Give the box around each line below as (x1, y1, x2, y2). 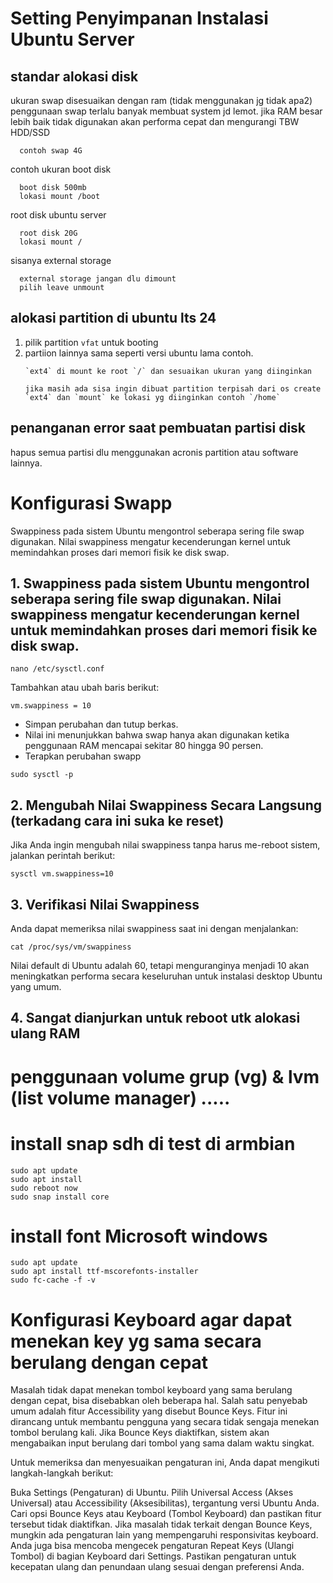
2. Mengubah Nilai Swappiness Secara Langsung (10, 797, 323, 814)
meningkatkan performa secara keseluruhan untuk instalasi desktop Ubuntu (10, 970, 323, 982)
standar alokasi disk (10, 68, 139, 85)
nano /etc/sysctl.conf (10, 664, 105, 674)
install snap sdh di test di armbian (10, 1132, 296, 1155)
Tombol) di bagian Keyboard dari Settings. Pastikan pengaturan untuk (10, 1550, 297, 1562)
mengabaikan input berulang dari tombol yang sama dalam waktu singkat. (10, 1437, 315, 1449)
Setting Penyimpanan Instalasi (10, 7, 269, 30)
